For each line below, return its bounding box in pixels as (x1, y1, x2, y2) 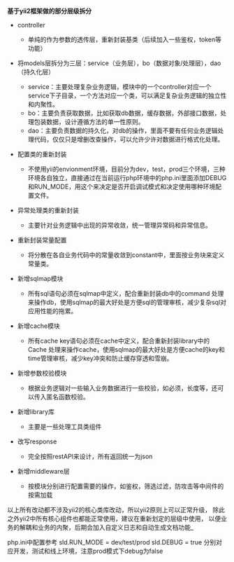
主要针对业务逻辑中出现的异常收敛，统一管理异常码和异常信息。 (27, 221, 212, 229)
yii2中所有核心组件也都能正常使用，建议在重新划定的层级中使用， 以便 (19, 514, 221, 523)
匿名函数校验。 (46, 392, 89, 401)
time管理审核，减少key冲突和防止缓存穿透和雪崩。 (27, 354, 173, 362)
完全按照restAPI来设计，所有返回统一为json (27, 452, 153, 460)
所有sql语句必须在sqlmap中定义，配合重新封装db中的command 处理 (27, 289, 224, 297)
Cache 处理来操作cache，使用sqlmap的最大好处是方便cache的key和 (27, 345, 226, 353)
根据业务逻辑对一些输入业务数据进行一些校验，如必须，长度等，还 (27, 384, 218, 392)
